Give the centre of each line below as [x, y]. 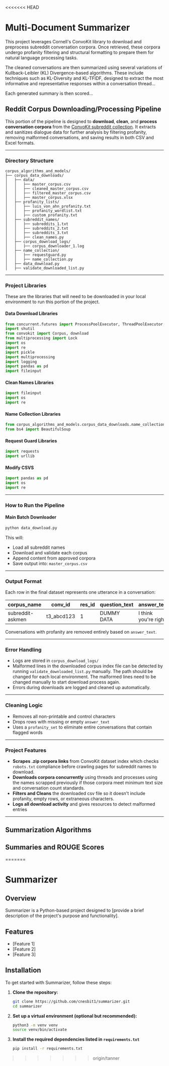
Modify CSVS [20, 467]
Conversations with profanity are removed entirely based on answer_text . [81, 632]
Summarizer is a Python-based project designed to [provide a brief [75, 911]
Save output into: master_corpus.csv [50, 563]
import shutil [20, 329]
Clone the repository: [35, 992]
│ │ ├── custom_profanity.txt [41, 215]
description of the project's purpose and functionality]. [62, 916]
